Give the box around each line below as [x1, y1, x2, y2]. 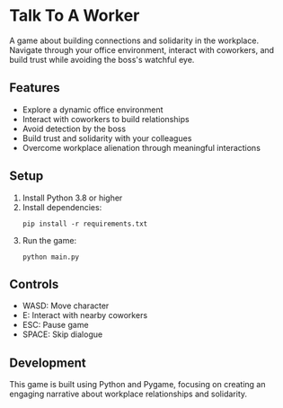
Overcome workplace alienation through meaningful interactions [22, 142, 261, 153]
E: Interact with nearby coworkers [22, 310, 148, 321]
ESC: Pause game [22, 320, 89, 331]
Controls [9, 276, 59, 292]
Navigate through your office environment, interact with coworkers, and [9, 44, 275, 55]
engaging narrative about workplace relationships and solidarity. [9, 388, 248, 400]
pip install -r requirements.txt [22, 219, 148, 228]
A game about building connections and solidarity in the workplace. [9, 35, 259, 46]
